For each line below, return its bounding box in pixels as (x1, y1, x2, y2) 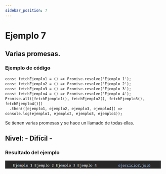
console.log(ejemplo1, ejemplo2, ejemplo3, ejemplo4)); (5, 111, 123, 116)
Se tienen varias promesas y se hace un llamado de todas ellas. (5, 119, 134, 126)
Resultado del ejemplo (5, 149, 60, 156)
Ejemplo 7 (5, 30, 46, 41)
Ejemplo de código (5, 64, 51, 71)
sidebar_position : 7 (5, 8, 48, 13)
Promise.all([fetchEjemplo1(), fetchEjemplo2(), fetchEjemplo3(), (5, 96, 145, 101)
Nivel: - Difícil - (5, 134, 53, 142)
